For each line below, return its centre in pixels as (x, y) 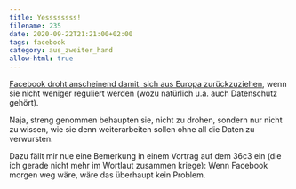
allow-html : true (41, 59)
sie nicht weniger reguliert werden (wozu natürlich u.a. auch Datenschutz (144, 93)
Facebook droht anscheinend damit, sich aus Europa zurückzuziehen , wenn (148, 84)
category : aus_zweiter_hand (61, 51)
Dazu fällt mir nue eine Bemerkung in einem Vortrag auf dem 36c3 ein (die (145, 156)
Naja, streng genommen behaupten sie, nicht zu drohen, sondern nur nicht (146, 120)
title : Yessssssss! (45, 17)
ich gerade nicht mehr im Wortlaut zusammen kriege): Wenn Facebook (139, 165)
